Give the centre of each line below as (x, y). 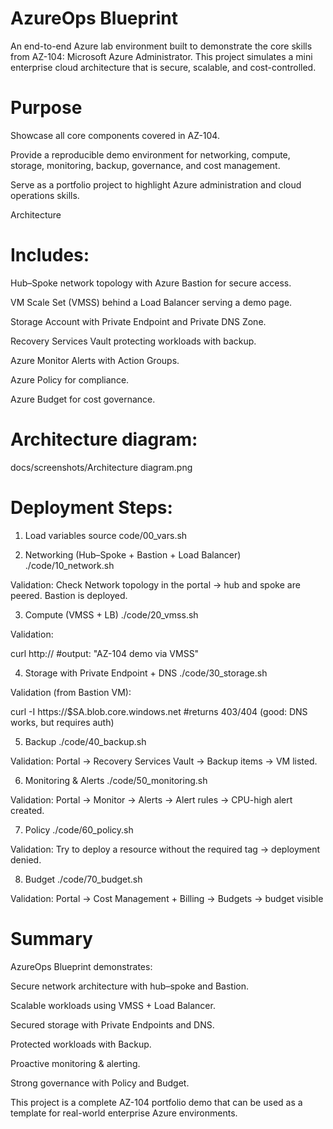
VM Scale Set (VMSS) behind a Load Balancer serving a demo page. (151, 302)
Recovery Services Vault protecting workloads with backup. (133, 341)
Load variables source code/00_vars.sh (106, 535)
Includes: (50, 255)
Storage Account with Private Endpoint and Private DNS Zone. (138, 321)
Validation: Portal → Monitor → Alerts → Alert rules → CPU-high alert (151, 799)
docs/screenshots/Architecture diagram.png (101, 467)
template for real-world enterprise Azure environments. (124, 1113)
